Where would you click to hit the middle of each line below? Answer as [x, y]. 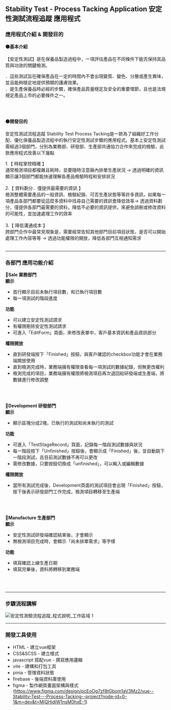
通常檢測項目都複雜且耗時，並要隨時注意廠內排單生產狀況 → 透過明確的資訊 [84, 170]
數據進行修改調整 [31, 379]
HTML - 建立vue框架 [34, 647]
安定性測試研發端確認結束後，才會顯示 [53, 535]
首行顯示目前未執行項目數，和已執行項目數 [57, 292]
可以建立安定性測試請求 [37, 320]
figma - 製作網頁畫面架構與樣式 [46, 685]
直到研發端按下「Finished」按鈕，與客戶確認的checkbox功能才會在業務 [88, 354]
